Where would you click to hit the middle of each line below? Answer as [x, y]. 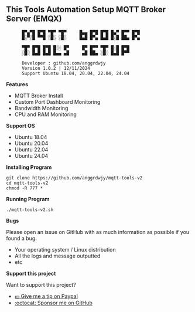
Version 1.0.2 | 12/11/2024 [56, 68]
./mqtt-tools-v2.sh [30, 210]
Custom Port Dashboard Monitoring [57, 101]
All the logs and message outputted [57, 256]
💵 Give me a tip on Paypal [46, 296]
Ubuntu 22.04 [31, 150]
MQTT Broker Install [39, 96]
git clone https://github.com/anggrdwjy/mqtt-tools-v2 [74, 178]
